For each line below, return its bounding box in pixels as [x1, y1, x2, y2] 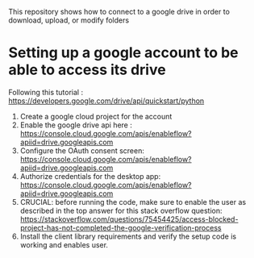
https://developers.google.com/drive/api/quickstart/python [8, 96, 205, 106]
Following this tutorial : [8, 87, 83, 97]
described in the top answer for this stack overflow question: [19, 206, 223, 215]
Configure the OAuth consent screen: [19, 145, 145, 156]
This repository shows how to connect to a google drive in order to [8, 7, 230, 16]
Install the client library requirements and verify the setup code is [19, 231, 236, 241]
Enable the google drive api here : [19, 120, 133, 130]
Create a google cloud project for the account [19, 111, 173, 121]
